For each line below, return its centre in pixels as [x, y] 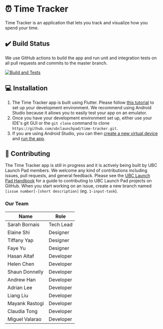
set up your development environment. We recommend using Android [82, 107]
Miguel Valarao [24, 319]
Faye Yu [16, 248]
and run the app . [29, 138]
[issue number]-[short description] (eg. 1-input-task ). [62, 191]
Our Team [17, 204]
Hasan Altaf [21, 256]
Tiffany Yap [21, 240]
